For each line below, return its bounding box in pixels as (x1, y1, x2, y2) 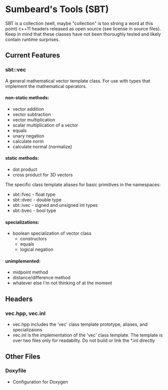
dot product (12, 166, 37, 172)
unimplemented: (5, 258, 41, 264)
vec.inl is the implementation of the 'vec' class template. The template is (12, 332, 163, 338)
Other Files (5, 352, 41, 361)
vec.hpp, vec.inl (5, 310, 46, 317)
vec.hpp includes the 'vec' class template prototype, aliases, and (12, 321, 148, 327)
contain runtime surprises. (5, 36, 60, 42)
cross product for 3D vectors (12, 172, 73, 178)
